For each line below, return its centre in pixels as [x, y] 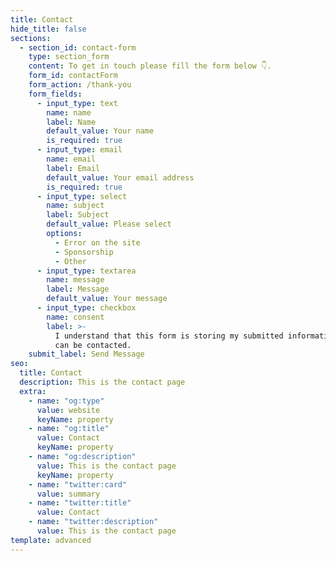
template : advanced [51, 540]
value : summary [68, 494]
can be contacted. [93, 345]
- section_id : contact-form [78, 47]
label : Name [71, 122]
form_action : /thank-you [80, 85]
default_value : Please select [109, 224]
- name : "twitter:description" [93, 522]
